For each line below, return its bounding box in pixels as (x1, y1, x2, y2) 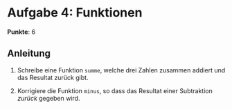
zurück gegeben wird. (17, 94, 80, 102)
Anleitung (7, 48, 51, 59)
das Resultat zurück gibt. (17, 73, 89, 81)
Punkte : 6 (7, 28, 36, 36)
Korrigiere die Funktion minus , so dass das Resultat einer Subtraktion (17, 86, 213, 95)
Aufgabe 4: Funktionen (7, 5, 143, 21)
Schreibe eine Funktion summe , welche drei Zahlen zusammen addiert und (17, 66, 226, 74)
